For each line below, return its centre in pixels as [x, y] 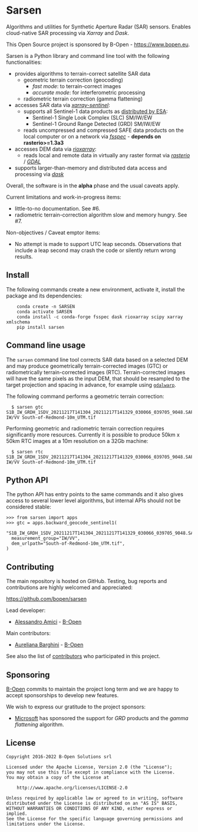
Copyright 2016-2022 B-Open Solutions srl [59, 757]
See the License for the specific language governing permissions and [95, 819]
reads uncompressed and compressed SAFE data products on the [104, 130]
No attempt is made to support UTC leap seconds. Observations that [98, 244]
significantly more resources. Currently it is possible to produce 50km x [93, 435]
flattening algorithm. [39, 724]
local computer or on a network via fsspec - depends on [92, 136]
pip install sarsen [41, 327]
